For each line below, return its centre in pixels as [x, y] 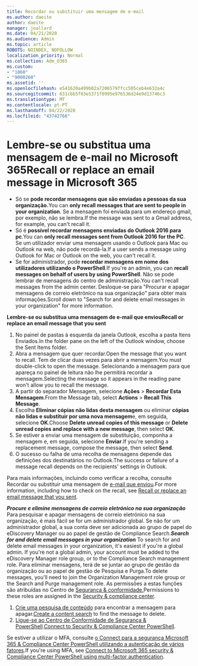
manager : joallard [29, 28]
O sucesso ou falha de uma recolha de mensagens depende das [93, 454]
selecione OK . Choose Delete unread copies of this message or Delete [101, 423]
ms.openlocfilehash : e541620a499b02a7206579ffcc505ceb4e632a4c [86, 89]
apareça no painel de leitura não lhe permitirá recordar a [84, 373]
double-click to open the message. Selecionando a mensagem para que [103, 366]
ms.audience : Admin [31, 39]
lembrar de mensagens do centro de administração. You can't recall [97, 280]
